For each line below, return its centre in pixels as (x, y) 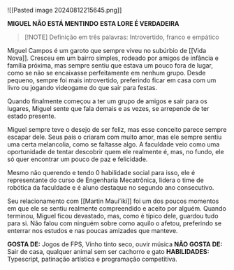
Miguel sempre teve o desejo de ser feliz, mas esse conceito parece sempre (117, 129)
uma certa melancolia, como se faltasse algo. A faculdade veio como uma (114, 144)
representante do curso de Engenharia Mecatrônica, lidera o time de (105, 180)
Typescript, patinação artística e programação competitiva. (92, 259)
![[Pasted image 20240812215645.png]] (65, 10)
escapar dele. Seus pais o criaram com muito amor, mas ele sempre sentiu (115, 137)
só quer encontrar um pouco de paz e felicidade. (78, 159)
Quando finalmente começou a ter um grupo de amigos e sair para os (107, 101)
